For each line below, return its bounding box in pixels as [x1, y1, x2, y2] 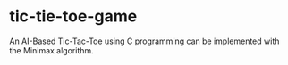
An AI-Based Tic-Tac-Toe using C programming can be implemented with [9, 36, 280, 46]
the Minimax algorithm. [9, 45, 94, 55]
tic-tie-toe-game [9, 6, 138, 27]
